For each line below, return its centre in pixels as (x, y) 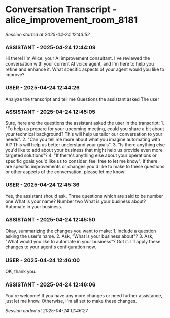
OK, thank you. (21, 271)
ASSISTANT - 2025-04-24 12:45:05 (50, 112)
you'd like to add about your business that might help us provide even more (84, 150)
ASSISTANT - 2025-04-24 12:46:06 (50, 284)
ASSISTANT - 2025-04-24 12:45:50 (50, 220)
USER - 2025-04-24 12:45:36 (42, 185)
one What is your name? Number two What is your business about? (76, 201)
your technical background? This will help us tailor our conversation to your (84, 134)
